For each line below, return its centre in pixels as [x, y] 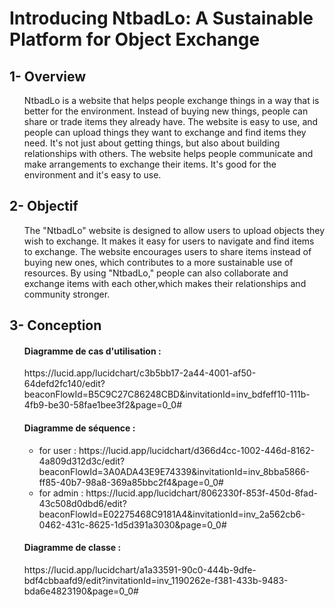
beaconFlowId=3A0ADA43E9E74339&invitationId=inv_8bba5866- [174, 471]
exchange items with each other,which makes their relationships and [165, 283]
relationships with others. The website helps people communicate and [168, 153]
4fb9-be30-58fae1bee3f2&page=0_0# [103, 405]
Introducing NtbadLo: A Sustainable [161, 18]
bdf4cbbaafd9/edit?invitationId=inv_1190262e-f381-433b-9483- [156, 580]
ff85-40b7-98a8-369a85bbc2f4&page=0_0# [131, 482]
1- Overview [47, 76]
